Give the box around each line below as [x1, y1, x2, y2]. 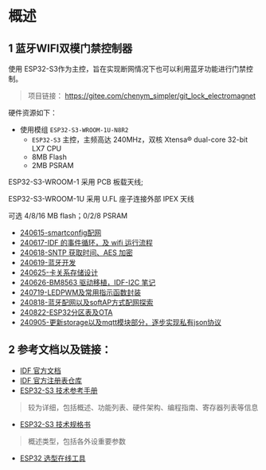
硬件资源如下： [8, 108, 57, 117]
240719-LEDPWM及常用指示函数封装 [19, 288, 142, 297]
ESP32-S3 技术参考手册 [19, 386, 98, 395]
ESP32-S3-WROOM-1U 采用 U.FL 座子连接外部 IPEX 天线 [8, 194, 195, 203]
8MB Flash [31, 152, 68, 162]
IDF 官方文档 [19, 366, 61, 375]
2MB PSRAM [31, 161, 74, 170]
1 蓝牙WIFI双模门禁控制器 [8, 41, 133, 55]
